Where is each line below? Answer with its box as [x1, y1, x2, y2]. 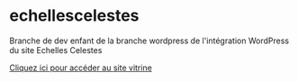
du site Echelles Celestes [9, 44, 103, 55]
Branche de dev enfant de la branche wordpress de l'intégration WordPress [9, 35, 290, 46]
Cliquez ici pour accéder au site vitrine [9, 62, 153, 73]
